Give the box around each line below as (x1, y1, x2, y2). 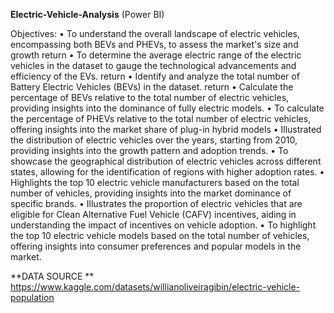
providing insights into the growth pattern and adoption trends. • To (10, 145, 289, 156)
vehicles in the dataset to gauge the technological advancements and (10, 60, 297, 71)
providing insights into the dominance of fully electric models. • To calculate (10, 102, 325, 114)
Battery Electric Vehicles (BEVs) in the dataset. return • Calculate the (10, 81, 294, 93)
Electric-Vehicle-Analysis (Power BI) (10, 9, 165, 20)
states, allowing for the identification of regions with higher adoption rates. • (10, 166, 325, 178)
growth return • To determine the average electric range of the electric (10, 49, 302, 61)
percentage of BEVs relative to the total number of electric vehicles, (10, 92, 290, 103)
